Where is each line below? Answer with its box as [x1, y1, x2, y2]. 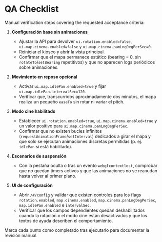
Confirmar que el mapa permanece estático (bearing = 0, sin [19, 54, 141, 60]
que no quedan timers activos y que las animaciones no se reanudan [19, 167, 158, 174]
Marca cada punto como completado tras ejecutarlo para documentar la [4, 227, 150, 233]
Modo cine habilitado [11, 108, 56, 114]
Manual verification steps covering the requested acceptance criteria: [4, 20, 145, 25]
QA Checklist [4, 3, 59, 15]
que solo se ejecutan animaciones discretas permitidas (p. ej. [19, 138, 142, 144]
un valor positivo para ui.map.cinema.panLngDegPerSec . [19, 123, 129, 129]
